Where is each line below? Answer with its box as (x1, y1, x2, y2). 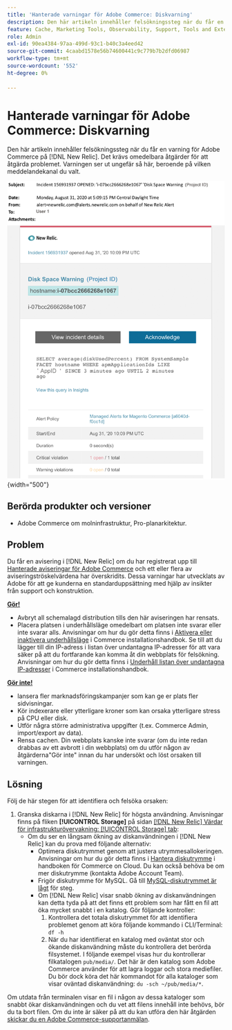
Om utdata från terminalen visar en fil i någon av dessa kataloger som (7, 993, 205, 1002)
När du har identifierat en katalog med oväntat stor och (48, 936, 205, 944)
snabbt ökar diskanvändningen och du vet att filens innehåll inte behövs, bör (7, 1000, 224, 1009)
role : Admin (7, 33, 41, 40)
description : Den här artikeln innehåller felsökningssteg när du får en (7, 18, 224, 26)
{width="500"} (7, 480, 50, 489)
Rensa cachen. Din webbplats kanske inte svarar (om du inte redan (17, 736, 208, 744)
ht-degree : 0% (7, 69, 48, 76)
